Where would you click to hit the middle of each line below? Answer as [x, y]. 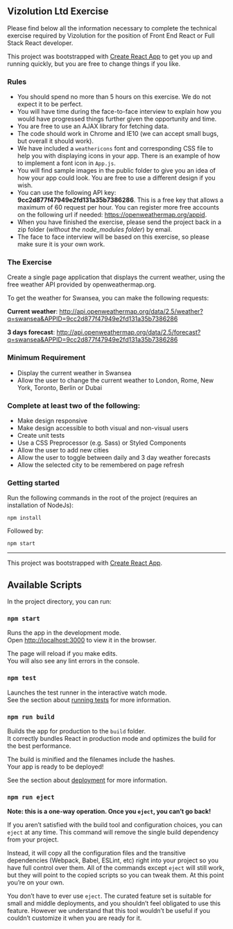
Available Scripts [44, 585]
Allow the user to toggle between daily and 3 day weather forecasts [114, 458]
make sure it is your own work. [61, 244]
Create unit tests [41, 435]
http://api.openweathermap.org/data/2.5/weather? [131, 312]
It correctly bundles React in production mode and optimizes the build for [112, 739]
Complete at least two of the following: [74, 405]
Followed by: [25, 531]
